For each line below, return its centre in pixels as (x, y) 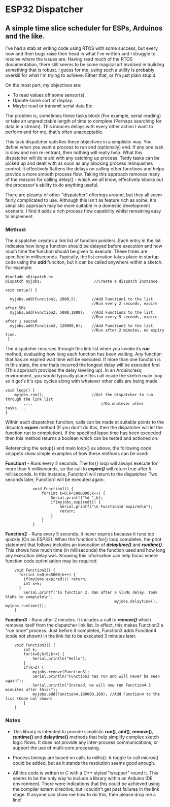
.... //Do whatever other (84, 404)
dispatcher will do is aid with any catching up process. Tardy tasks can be (82, 158)
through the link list (29, 399)
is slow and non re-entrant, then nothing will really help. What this (74, 153)
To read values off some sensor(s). (49, 95)
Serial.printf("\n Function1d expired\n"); (106, 507)
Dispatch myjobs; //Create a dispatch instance (81, 281)
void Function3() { (35, 645)
